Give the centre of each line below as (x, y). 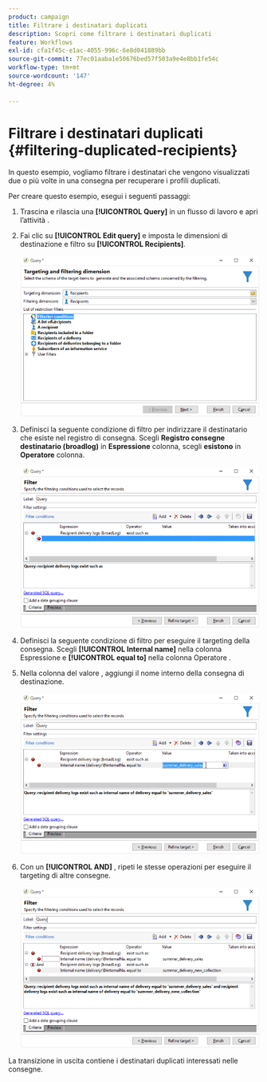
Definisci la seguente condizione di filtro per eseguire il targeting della (135, 640)
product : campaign (39, 17)
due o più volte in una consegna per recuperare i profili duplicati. (114, 181)
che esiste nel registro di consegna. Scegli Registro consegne (122, 438)
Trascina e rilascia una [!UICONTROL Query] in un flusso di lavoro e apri (139, 212)
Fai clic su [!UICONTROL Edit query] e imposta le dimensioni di (124, 236)
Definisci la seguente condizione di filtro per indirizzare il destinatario (133, 430)
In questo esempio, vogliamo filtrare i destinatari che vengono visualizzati (129, 173)
